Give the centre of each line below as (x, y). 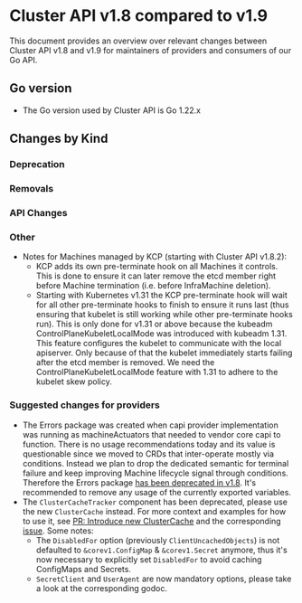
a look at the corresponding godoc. (101, 588)
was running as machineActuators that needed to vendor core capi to (151, 434)
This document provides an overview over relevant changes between (138, 41)
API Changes (38, 212)
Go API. (24, 60)
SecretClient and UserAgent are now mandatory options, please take (164, 579)
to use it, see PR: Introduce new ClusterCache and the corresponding (152, 521)
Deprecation (37, 165)
